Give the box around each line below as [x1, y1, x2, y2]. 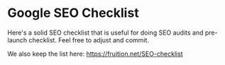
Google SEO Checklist [7, 5, 140, 21]
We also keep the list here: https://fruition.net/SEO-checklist [7, 49, 183, 58]
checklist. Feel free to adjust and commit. [28, 35, 150, 44]
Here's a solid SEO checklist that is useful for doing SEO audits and [7, 28, 204, 37]
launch [7, 35, 28, 44]
